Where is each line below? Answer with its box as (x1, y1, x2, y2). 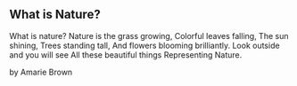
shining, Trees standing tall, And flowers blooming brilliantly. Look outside (9, 40, 280, 51)
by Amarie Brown (9, 66, 73, 77)
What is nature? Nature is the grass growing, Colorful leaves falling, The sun (9, 30, 289, 41)
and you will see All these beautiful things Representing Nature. (9, 49, 243, 60)
